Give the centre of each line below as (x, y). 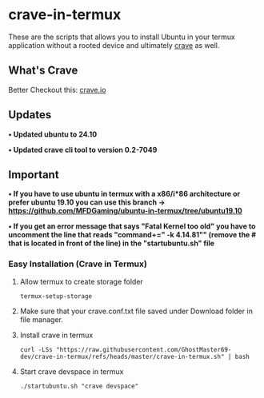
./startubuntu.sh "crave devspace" (79, 386)
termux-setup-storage (56, 296)
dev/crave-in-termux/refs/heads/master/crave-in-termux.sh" (122, 356)
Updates (30, 115)
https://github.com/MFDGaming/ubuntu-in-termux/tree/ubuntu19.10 (125, 211)
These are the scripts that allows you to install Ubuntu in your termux (122, 37)
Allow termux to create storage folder (82, 281)
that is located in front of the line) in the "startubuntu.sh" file (111, 243)
